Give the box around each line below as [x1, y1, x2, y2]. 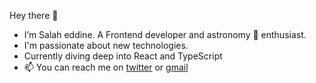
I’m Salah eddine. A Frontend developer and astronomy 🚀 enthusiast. [23, 29, 307, 40]
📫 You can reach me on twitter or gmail [23, 61, 189, 73]
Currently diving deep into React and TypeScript [23, 50, 223, 62]
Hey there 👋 [9, 10, 59, 21]
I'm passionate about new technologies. [23, 40, 189, 51]
